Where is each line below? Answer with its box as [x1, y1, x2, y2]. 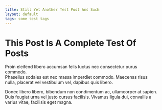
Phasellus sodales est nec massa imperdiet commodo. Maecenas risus [5, 74, 148, 80]
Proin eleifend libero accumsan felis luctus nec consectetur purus [5, 64, 138, 70]
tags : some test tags [5, 16, 49, 21]
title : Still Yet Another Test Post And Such [5, 7, 99, 12]
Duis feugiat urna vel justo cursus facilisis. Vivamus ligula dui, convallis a [5, 94, 152, 100]
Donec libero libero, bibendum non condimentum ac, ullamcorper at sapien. [5, 89, 158, 95]
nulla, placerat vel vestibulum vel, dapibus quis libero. [5, 79, 113, 86]
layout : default [5, 12, 38, 17]
